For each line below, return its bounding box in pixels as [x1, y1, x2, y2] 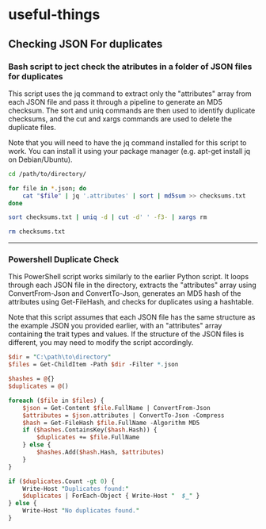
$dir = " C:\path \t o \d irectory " [8, 353, 112, 362]
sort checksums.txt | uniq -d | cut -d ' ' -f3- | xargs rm [8, 213, 207, 221]
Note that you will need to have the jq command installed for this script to [8, 137, 247, 148]
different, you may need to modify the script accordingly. [8, 338, 194, 347]
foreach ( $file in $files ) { [8, 397, 104, 404]
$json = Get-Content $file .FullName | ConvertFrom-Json [22, 404, 211, 412]
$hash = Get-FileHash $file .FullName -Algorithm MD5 [22, 419, 200, 427]
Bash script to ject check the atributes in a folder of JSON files [8, 61, 253, 72]
